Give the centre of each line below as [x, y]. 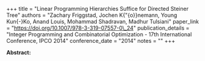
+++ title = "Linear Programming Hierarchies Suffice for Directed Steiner [97, 9]
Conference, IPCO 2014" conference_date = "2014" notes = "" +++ [91, 41]
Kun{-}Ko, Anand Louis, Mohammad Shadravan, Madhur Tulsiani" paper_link [103, 21]
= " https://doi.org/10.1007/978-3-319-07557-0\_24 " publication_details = [98, 28]
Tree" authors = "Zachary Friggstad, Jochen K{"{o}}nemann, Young [92, 15]
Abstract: [19, 53]
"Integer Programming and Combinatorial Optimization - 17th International [99, 34]
